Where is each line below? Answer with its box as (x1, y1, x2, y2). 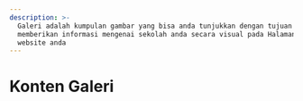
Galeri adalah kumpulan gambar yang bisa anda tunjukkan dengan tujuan (17, 21, 293, 30)
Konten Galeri (9, 77, 115, 97)
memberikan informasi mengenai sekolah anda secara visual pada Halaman (17, 29, 297, 38)
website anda (17, 38, 67, 47)
